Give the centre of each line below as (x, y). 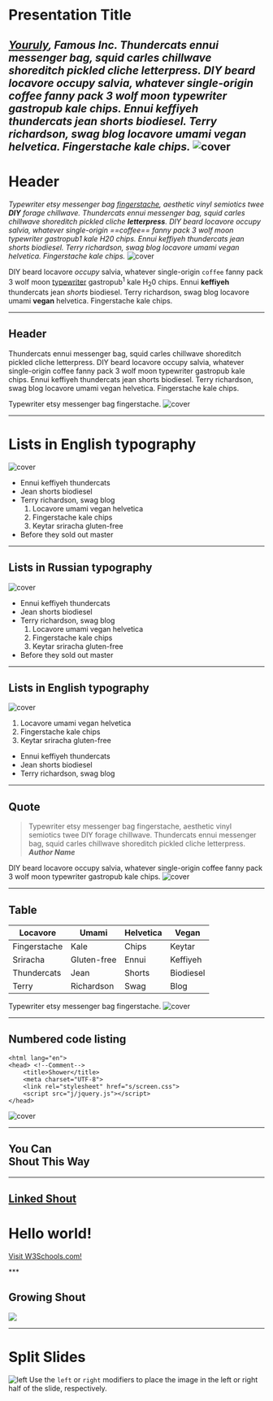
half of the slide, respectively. (58, 1388)
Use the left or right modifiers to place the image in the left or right (143, 1379)
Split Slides (47, 1357)
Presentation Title (70, 15)
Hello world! (50, 1234)
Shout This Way (50, 1162)
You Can (30, 1149)
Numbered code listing (67, 1040)
